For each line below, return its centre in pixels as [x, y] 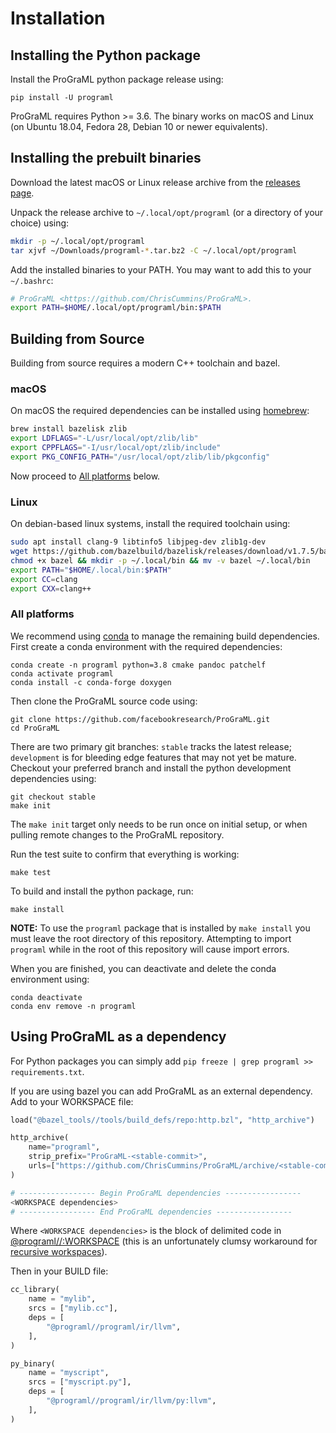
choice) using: [40, 223]
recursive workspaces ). [59, 1252]
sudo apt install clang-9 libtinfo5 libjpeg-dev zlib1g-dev [138, 542]
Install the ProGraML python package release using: [117, 79]
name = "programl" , [64, 1147]
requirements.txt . [47, 1071]
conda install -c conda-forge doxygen [91, 682]
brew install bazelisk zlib [69, 429]
